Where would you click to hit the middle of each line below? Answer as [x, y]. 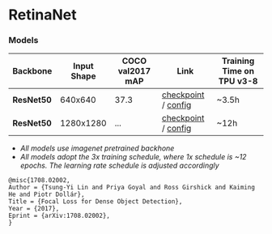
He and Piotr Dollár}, [47, 195]
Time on [238, 71]
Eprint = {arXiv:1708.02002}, [59, 216]
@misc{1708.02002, [39, 181]
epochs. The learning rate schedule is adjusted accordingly [120, 166]
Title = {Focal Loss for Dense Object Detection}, [96, 202]
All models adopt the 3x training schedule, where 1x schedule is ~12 [133, 157]
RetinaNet [42, 15]
